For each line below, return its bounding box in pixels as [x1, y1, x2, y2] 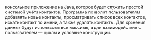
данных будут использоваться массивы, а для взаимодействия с [5, 25, 141, 30]
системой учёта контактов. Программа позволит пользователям [5, 9, 140, 15]
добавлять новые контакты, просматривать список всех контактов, [5, 14, 146, 20]
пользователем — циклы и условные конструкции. [5, 30, 111, 35]
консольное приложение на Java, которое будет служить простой [5, 4, 144, 10]
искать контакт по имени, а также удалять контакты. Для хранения [5, 19, 146, 25]
